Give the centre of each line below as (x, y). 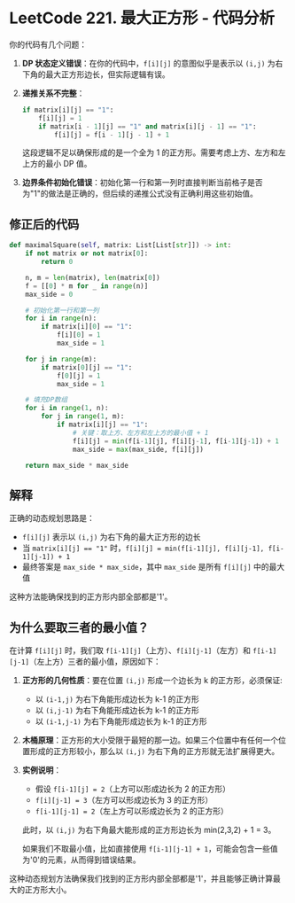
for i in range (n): (61, 319)
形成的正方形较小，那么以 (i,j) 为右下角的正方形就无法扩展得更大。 (155, 751)
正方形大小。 (48, 890)
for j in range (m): (61, 359)
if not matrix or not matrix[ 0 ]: (87, 253)
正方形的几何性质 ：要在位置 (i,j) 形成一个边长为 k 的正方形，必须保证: (152, 680)
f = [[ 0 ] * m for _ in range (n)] (87, 286)
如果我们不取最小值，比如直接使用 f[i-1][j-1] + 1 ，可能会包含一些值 (150, 849)
